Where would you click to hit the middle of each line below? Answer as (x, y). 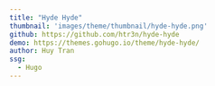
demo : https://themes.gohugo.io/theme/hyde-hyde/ (105, 43)
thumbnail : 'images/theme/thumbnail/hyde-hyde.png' (108, 26)
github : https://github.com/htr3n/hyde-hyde (94, 34)
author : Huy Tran (42, 51)
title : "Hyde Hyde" (46, 17)
